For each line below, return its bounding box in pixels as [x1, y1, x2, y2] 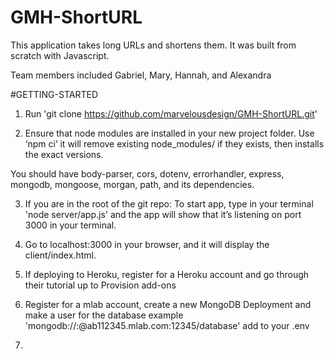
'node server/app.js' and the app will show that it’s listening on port [24, 208, 302, 220]
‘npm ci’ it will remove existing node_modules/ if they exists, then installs [24, 137, 325, 150]
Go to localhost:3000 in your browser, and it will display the [24, 238, 270, 250]
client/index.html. [24, 249, 97, 261]
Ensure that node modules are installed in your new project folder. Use [24, 127, 315, 139]
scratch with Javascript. [10, 49, 110, 61]
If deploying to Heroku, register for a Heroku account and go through [24, 268, 310, 280]
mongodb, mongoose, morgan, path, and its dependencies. [10, 178, 255, 190]
